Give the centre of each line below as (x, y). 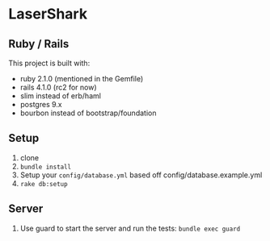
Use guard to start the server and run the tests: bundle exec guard (130, 228)
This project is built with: (49, 63)
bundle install (46, 167)
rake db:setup (44, 184)
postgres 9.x (41, 104)
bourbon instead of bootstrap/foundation (88, 113)
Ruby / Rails (39, 44)
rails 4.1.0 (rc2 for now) (58, 87)
